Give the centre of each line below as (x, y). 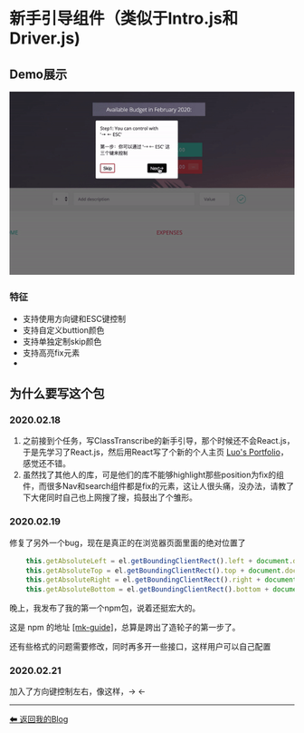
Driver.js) (45, 39)
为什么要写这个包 (57, 394)
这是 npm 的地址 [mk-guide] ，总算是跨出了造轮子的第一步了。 (125, 628)
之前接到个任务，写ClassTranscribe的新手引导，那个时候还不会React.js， (158, 441)
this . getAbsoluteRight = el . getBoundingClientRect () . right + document (161, 580)
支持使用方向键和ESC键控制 (74, 318)
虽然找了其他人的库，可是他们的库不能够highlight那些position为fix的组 (153, 475)
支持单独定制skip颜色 (62, 341)
